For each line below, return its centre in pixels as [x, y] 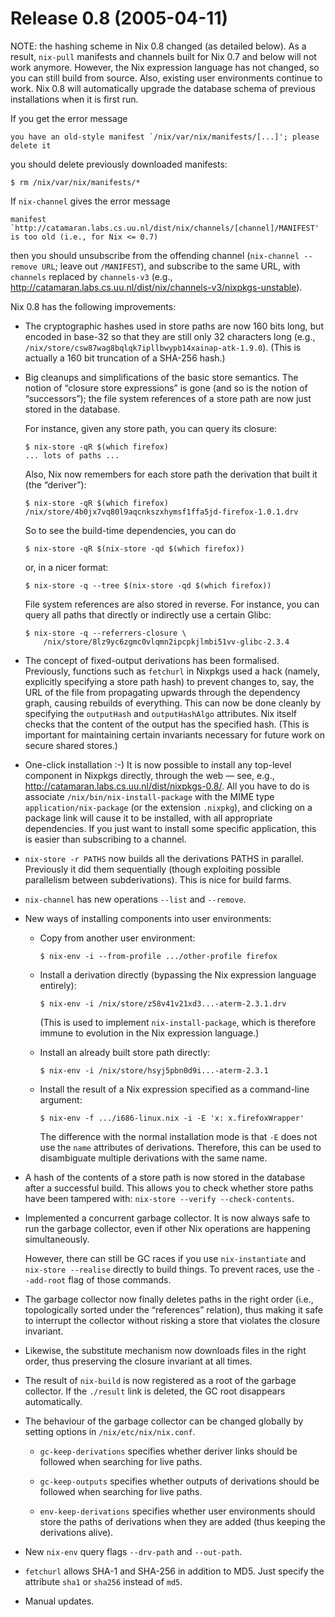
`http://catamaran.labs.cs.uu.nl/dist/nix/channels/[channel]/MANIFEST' [165, 228]
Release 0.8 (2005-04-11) [119, 18]
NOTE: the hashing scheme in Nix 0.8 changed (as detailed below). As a [158, 46]
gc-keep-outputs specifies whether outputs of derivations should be [179, 1481]
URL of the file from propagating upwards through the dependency [162, 692]
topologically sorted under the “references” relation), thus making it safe [173, 1309]
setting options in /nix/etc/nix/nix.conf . [110, 1431]
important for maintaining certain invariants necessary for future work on [175, 734]
